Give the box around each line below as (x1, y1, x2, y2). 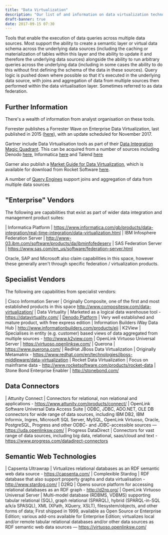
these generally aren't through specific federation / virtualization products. (5, 260, 159, 266)
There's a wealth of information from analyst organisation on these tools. (5, 116, 155, 122)
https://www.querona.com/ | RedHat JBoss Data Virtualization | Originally (5, 346, 156, 352)
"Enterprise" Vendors (5, 196, 74, 204)
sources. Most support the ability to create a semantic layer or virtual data (5, 41, 157, 47)
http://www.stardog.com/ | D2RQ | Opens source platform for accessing (5, 481, 153, 487)
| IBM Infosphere (121, 229, 156, 235)
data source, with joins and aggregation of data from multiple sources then (5, 78, 159, 84)
